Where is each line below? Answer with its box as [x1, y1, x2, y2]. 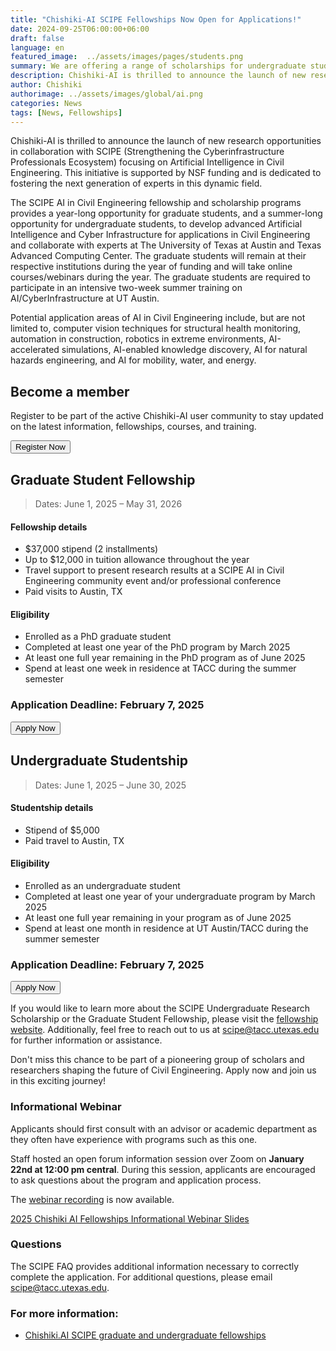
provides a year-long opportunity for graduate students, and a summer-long [10, 207, 323, 220]
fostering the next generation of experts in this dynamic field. [10, 177, 263, 190]
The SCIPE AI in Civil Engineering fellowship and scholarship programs [10, 197, 302, 209]
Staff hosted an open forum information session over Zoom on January [10, 1152, 305, 1165]
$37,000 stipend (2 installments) [24, 543, 159, 555]
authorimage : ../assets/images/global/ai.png [10, 89, 203, 99]
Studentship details [10, 802, 94, 814]
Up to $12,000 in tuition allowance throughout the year [24, 554, 250, 566]
